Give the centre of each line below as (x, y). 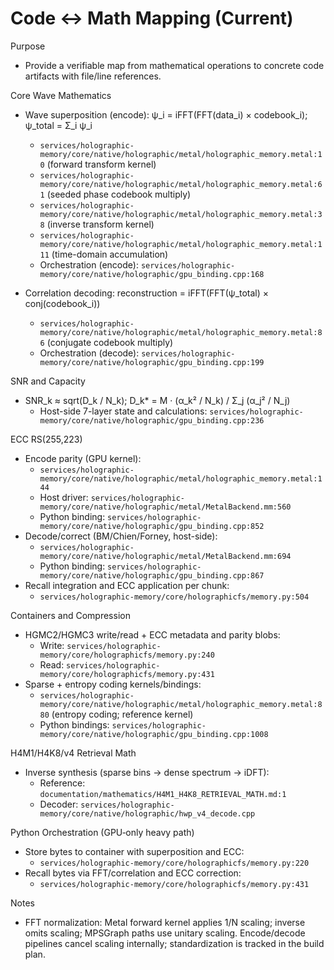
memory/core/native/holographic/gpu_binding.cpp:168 (152, 274)
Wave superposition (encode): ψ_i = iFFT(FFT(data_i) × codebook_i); (166, 114)
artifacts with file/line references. (93, 76)
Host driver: (64, 497)
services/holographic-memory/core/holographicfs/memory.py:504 (174, 597)
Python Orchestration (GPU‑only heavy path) (102, 832)
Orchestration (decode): (89, 353)
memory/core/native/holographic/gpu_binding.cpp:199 (152, 362)
